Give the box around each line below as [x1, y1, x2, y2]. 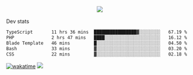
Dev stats [6, 18, 30, 25]
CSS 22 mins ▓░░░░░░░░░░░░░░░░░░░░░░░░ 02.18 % [6, 51, 187, 57]
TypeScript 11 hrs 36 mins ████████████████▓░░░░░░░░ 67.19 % [6, 30, 187, 35]
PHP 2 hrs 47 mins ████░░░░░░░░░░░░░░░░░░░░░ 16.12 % [6, 35, 187, 41]
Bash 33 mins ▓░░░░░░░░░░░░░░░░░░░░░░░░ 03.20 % [6, 45, 187, 51]
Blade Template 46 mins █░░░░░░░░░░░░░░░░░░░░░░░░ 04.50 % [6, 40, 187, 47]
